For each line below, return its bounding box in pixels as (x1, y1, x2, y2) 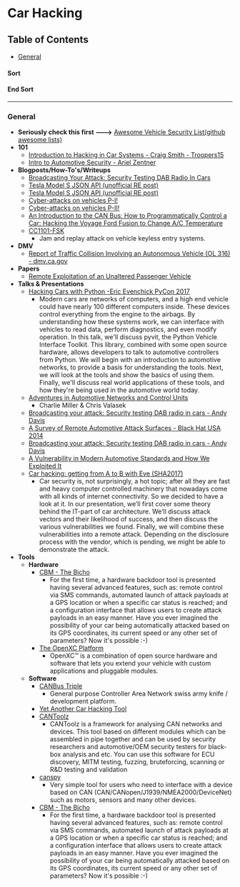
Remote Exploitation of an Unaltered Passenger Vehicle (28, 272, 191, 281)
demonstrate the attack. (39, 545, 110, 554)
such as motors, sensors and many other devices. (49, 796, 197, 804)
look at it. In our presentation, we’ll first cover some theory (39, 500, 211, 508)
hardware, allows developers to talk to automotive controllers (39, 348, 219, 356)
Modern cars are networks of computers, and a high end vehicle (39, 295, 229, 304)
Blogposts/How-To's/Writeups (17, 166, 111, 174)
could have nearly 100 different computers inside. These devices (39, 302, 230, 311)
